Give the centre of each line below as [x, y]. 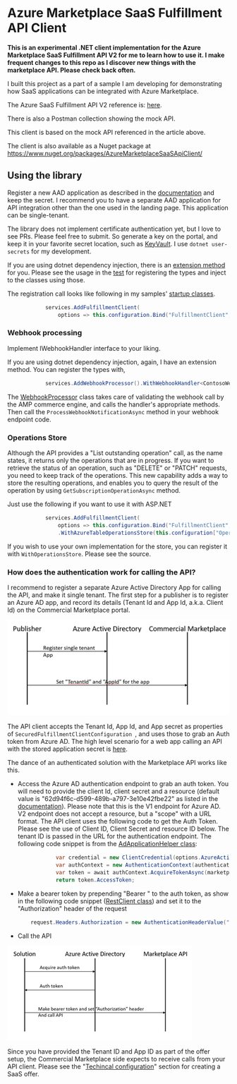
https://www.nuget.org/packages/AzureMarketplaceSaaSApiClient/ [105, 153]
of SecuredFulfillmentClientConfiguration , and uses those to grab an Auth [119, 734]
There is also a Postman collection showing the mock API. [91, 119]
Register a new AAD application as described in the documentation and [111, 193]
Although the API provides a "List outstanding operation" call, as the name [115, 452]
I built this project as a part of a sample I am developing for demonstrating [115, 83]
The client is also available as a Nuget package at [79, 145]
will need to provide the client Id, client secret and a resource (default [119, 791]
